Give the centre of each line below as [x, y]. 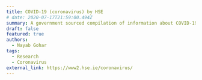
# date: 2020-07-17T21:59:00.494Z [50, 17]
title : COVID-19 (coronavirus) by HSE [55, 12]
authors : [17, 40]
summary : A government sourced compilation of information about [90, 23]
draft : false [23, 29]
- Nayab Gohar [29, 46]
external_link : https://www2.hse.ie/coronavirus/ [70, 68]
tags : [13, 51]
